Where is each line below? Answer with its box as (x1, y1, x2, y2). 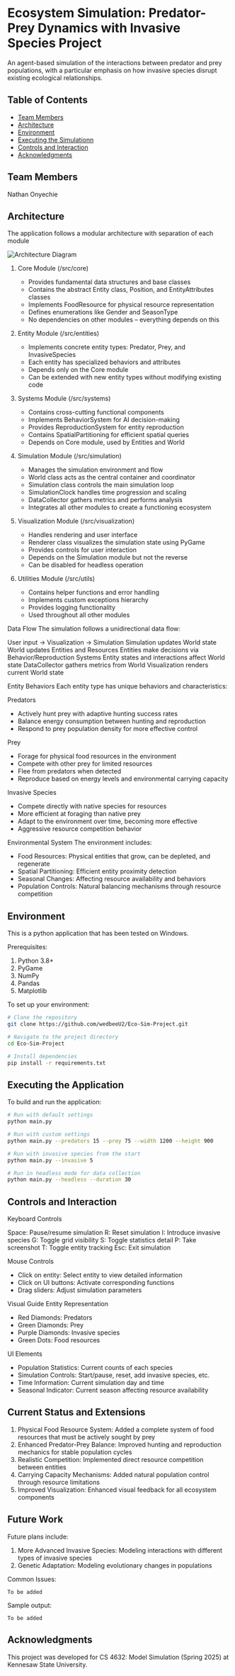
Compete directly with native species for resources (17, 802, 167, 810)
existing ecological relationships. (7, 73, 103, 82)
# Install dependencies (7, 1053, 78, 1060)
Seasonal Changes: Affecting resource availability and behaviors (17, 875, 207, 883)
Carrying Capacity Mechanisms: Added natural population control (17, 1470, 210, 1478)
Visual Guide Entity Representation (7, 1300, 108, 1308)
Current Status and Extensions (7, 1406, 146, 1418)
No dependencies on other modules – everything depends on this (28, 315, 219, 324)
